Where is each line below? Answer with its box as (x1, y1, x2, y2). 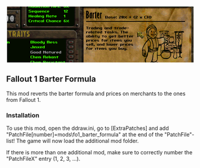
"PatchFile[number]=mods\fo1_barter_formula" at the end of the (6, 131, 163, 138)
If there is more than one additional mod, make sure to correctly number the (6, 149, 193, 156)
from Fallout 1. (6, 96, 41, 103)
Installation (6, 111, 40, 119)
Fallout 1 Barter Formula (6, 74, 97, 84)
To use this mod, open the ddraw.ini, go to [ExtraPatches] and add (6, 125, 169, 132)
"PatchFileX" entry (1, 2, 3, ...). (6, 155, 81, 163)
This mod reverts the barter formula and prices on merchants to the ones (6, 90, 186, 97)
